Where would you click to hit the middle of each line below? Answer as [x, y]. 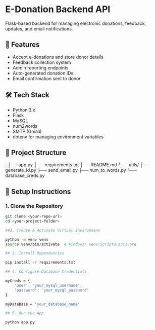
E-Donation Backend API [58, 9]
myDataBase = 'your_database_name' [43, 304]
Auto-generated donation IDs [43, 73]
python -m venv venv [27, 239]
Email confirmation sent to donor [46, 78]
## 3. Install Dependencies [35, 253]
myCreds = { [18, 281]
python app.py [20, 322]
